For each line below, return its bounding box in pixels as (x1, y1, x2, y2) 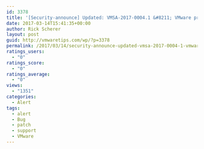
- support (12, 128, 36, 134)
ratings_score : (6, 60, 45, 66)
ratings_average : (6, 71, 50, 77)
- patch (12, 122, 32, 128)
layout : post (6, 32, 39, 38)
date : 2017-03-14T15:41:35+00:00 (6, 20, 91, 26)
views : (6, 83, 23, 89)
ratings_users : (6, 49, 45, 55)
